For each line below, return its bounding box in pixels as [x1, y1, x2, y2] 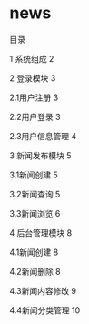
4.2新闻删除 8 [9, 266, 61, 277]
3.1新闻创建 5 [9, 169, 59, 180]
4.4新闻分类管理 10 [9, 304, 81, 316]
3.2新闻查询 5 [9, 188, 61, 199]
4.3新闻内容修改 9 [9, 285, 77, 296]
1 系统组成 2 [9, 53, 54, 64]
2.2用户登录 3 [9, 111, 61, 122]
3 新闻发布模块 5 [9, 149, 72, 161]
